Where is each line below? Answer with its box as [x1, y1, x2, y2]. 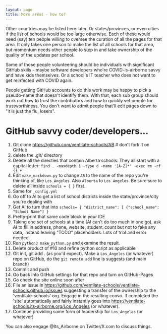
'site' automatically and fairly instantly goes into [12, 298, 111, 304]
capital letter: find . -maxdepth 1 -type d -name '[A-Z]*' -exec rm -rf [12, 163, 161, 169]
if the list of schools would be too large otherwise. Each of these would [5, 31, 151, 37]
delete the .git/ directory [12, 152, 62, 158]
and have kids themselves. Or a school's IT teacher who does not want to [5, 72, 156, 78]
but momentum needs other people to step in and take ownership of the [5, 47, 153, 53]
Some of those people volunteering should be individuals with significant [5, 62, 154, 67]
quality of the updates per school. [5, 52, 75, 58]
